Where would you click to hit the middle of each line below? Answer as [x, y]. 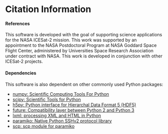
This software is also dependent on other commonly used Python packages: [84, 84]
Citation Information [48, 9]
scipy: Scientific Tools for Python [47, 99]
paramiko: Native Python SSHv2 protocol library [62, 121]
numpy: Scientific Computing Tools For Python [61, 94]
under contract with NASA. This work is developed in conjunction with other [84, 56]
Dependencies [21, 73]
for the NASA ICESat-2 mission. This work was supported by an [71, 40]
